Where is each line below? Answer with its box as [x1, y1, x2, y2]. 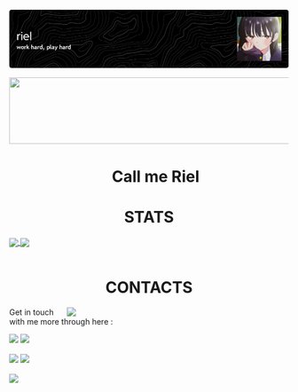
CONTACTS [105, 278, 193, 298]
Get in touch [9, 307, 55, 318]
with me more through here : [9, 317, 114, 327]
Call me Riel [111, 167, 200, 187]
